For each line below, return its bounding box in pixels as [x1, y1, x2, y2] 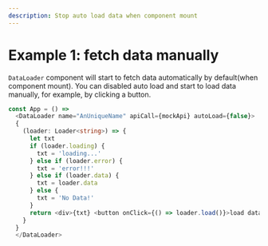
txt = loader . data [37, 179, 98, 188]
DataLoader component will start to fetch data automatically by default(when [8, 73, 258, 82]
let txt [29, 135, 56, 143]
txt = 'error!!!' [37, 165, 94, 173]
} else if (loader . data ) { [29, 172, 120, 180]
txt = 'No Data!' [37, 194, 94, 202]
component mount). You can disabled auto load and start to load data [8, 81, 237, 90]
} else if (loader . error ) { [29, 157, 124, 165]
